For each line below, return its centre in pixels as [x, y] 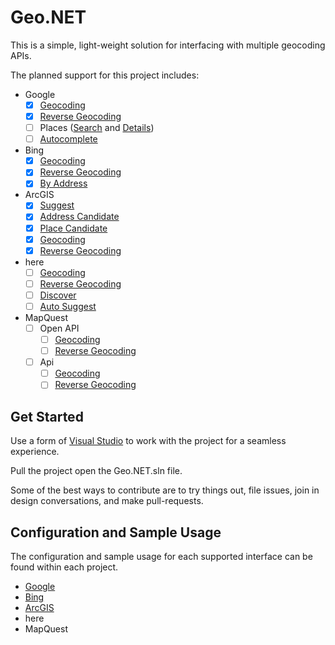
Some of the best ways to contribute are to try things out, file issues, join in [165, 490]
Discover [58, 295]
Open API [59, 328]
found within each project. [64, 567]
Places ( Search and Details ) [97, 128]
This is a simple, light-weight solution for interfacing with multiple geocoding [168, 45]
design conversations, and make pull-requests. [107, 501]
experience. [35, 452]
